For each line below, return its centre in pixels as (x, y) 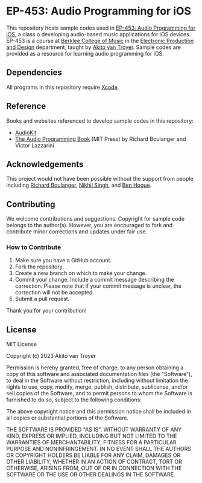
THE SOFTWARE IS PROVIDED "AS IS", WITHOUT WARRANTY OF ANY (94, 430)
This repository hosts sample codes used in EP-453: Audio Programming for (101, 28)
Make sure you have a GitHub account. (63, 261)
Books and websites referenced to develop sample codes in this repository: (100, 121)
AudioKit (26, 132)
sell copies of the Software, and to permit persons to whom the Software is (99, 394)
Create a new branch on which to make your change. (81, 273)
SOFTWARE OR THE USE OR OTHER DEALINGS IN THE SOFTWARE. (91, 475)
